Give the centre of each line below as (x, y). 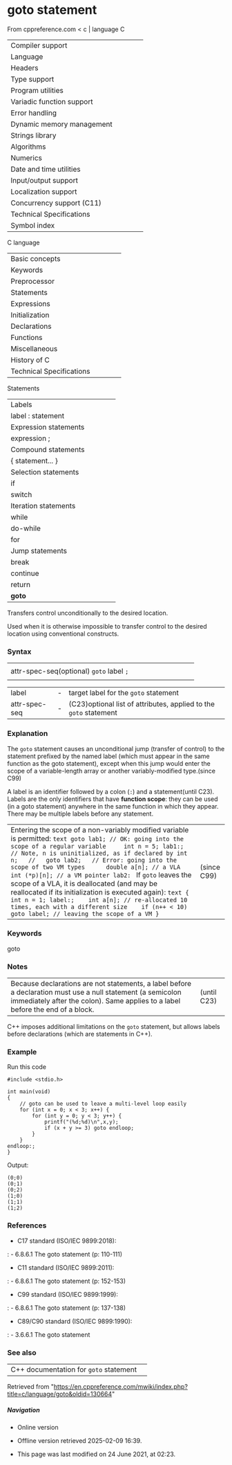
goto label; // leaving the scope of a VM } (85, 914)
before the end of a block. (52, 1009)
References (27, 1225)
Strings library (33, 135)
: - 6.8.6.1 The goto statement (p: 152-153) (67, 1281)
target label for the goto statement (124, 693)
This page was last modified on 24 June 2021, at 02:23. (96, 1454)
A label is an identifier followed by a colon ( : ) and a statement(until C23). (111, 791)
